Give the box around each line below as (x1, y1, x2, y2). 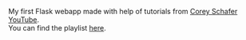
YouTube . (8, 15, 40, 24)
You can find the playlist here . (8, 24, 106, 32)
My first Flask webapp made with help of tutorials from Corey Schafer (8, 7, 238, 16)
